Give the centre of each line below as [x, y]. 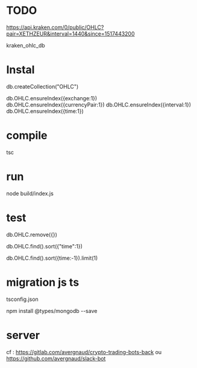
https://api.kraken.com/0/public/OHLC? [55, 27]
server [23, 335]
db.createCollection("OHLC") [42, 86]
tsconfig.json [23, 299]
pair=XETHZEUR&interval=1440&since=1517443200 [70, 33]
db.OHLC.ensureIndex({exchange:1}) [52, 98]
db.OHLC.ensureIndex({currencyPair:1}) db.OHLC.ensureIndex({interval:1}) [99, 105]
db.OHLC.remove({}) [32, 234]
